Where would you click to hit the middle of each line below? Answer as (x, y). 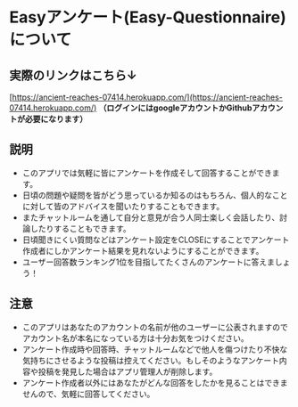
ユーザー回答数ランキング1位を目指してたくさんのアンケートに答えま (148, 262)
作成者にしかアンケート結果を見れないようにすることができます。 (143, 250)
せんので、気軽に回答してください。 (88, 394)
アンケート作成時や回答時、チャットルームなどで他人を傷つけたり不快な (155, 349)
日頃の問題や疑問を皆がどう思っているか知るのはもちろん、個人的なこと (155, 195)
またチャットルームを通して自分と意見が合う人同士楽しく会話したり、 (151, 217)
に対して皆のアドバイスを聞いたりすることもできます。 (123, 206)
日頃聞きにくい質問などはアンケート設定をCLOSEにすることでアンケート (156, 240)
